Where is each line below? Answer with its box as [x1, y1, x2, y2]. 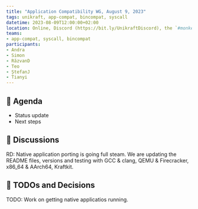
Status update [14, 111, 49, 118]
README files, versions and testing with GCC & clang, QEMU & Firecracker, [6, 157, 189, 164]
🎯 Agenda [6, 96, 43, 106]
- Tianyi [6, 74, 28, 80]
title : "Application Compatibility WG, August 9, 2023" [6, 8, 146, 15]
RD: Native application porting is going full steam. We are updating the [6, 151, 177, 158]
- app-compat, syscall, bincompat [6, 36, 91, 42]
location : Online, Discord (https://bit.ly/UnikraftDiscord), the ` [6, 25, 178, 31]
